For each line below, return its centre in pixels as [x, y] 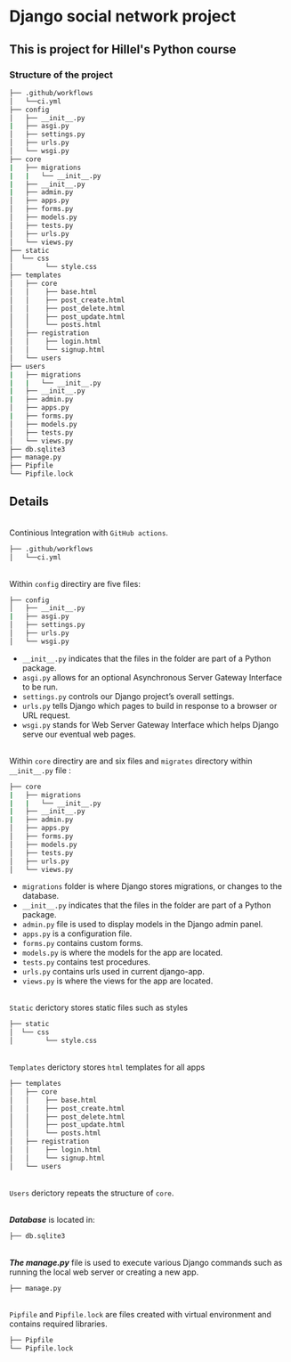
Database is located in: [52, 1219]
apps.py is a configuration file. [77, 934]
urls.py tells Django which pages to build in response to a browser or [150, 705]
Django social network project [123, 16]
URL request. [46, 715]
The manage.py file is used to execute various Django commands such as [146, 1262]
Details [29, 502]
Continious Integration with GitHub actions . [89, 533]
